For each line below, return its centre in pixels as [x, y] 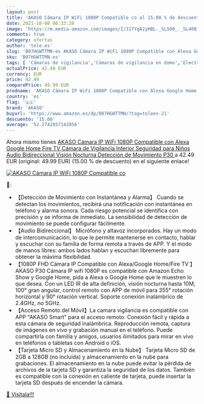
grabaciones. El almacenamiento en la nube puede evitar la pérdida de [103, 363]
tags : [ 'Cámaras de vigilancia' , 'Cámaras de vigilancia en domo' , [93, 62]
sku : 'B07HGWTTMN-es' [34, 57]
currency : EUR [24, 74]
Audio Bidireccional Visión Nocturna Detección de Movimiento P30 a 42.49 [100, 155]
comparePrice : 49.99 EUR [38, 86]
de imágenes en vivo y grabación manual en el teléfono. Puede [94, 330]
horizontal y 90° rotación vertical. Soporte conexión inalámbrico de [99, 297]
